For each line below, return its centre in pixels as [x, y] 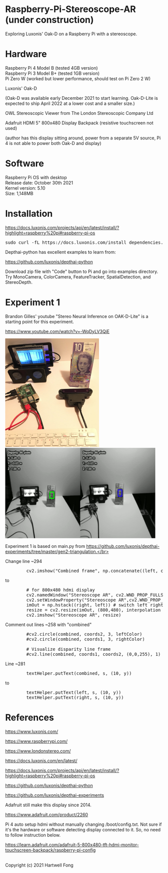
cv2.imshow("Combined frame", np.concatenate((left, [92, 571]
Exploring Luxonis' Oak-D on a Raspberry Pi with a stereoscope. [71, 34]
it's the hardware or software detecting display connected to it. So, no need [83, 829]
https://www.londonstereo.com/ [38, 751]
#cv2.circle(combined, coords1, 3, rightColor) [85, 639]
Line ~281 [15, 664]
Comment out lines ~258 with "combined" [48, 624]
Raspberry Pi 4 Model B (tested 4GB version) [52, 68]
